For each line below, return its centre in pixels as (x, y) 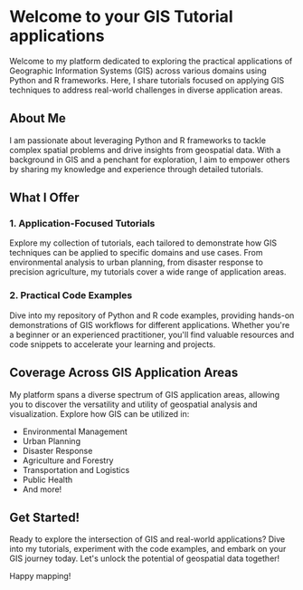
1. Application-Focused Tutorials (82, 224)
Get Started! (44, 517)
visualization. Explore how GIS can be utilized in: (99, 413)
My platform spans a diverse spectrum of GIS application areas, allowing (145, 394)
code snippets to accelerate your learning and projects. (113, 344)
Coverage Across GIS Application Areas (124, 373)
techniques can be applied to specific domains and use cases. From (136, 253)
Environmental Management (75, 431)
